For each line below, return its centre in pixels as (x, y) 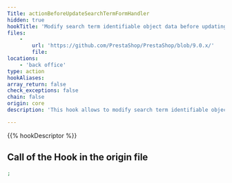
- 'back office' (43, 65)
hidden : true (26, 20)
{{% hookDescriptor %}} (42, 135)
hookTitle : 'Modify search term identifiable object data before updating (117, 26)
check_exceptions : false (43, 90)
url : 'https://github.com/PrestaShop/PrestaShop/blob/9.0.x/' (123, 46)
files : (17, 33)
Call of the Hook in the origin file (78, 157)
